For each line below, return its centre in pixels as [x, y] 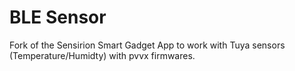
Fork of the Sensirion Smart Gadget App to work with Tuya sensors [147, 45]
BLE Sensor [58, 17]
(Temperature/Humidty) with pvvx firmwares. [102, 55]
